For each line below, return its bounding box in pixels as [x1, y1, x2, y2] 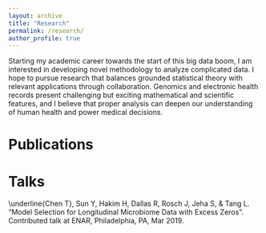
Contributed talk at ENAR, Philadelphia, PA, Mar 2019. [8, 216, 184, 226]
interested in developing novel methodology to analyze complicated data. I [8, 65, 255, 75]
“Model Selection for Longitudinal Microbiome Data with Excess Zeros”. [8, 207, 244, 217]
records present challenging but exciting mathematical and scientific [8, 90, 235, 100]
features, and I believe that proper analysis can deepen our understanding [8, 99, 253, 108]
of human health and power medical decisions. [8, 108, 163, 117]
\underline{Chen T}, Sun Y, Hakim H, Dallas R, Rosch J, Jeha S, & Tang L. [8, 198, 250, 209]
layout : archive [8, 11, 62, 20]
